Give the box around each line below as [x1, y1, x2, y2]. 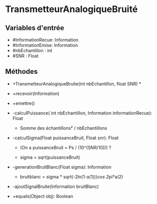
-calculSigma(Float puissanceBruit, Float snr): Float [12, 135, 119, 141]
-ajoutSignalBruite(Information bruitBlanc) [12, 183, 99, 189]
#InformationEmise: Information [12, 42, 78, 48]
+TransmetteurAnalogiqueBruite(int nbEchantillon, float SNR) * [12, 80, 141, 86]
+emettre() [12, 100, 35, 106]
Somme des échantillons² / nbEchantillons [20, 125, 107, 131]
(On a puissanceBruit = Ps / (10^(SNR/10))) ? [20, 144, 111, 150]
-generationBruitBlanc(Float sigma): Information [12, 164, 112, 170]
